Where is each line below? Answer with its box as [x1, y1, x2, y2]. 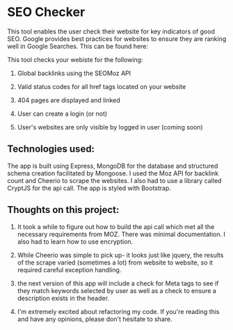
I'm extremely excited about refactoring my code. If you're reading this [17, 307, 220, 315]
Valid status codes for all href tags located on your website [17, 82, 186, 91]
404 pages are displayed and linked [17, 95, 120, 104]
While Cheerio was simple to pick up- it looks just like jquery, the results [17, 251, 224, 259]
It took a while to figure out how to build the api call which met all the [17, 222, 215, 230]
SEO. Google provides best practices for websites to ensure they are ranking [7, 34, 227, 42]
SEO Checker [7, 4, 86, 20]
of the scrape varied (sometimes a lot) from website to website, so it [17, 258, 214, 267]
